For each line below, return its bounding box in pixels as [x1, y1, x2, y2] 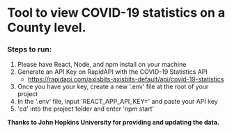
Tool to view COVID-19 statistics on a [7, 5, 226, 21]
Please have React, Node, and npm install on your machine [17, 61, 187, 69]
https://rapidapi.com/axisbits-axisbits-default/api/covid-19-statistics [27, 75, 224, 84]
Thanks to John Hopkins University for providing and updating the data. [7, 118, 219, 127]
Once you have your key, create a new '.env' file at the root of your [17, 82, 209, 91]
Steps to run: [7, 45, 52, 54]
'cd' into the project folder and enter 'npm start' [17, 104, 155, 113]
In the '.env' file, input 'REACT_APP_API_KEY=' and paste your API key [17, 97, 218, 106]
